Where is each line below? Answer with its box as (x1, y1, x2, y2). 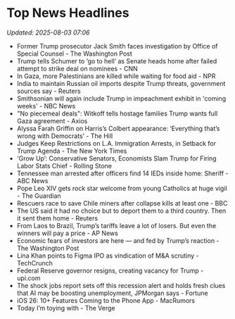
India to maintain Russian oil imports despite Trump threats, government (16, 79, 226, 87)
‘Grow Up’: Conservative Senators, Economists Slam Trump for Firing (16, 154, 217, 163)
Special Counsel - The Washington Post (16, 49, 133, 58)
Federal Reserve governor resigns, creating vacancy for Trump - (16, 266, 204, 275)
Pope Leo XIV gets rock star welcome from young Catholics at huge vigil (16, 184, 227, 192)
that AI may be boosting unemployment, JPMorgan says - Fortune (16, 289, 208, 297)
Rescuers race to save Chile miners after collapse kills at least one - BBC (16, 199, 228, 207)
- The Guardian (16, 192, 61, 200)
